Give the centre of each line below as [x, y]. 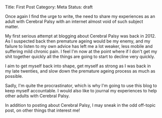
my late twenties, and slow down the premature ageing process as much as [80, 71]
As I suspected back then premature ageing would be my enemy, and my [78, 41]
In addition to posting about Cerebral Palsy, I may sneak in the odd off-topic [80, 105]
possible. [14, 76]
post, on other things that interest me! [43, 110]
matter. [12, 27]
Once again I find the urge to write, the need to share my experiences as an [80, 16]
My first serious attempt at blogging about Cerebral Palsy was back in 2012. [81, 36]
